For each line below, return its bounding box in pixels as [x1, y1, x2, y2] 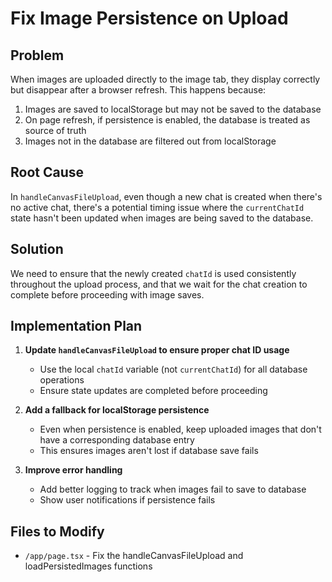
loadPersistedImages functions [24, 560, 153, 572]
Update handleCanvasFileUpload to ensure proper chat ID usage [24, 344, 290, 356]
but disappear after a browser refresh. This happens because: [10, 84, 267, 96]
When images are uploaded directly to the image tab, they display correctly [10, 73, 321, 85]
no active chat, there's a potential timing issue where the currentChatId [10, 201, 305, 213]
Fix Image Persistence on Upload [10, 7, 289, 30]
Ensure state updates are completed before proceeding [39, 385, 268, 397]
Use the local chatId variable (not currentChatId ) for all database [39, 363, 308, 376]
